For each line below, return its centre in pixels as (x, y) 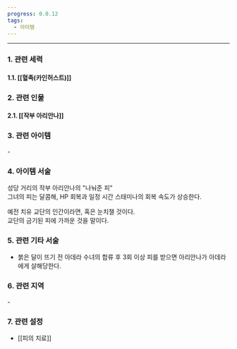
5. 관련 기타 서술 (33, 240)
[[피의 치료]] (34, 338)
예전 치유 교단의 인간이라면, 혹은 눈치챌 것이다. (71, 212)
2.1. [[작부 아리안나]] (36, 116)
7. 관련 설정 (25, 322)
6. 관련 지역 (26, 286)
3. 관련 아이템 (29, 136)
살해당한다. (46, 266)
